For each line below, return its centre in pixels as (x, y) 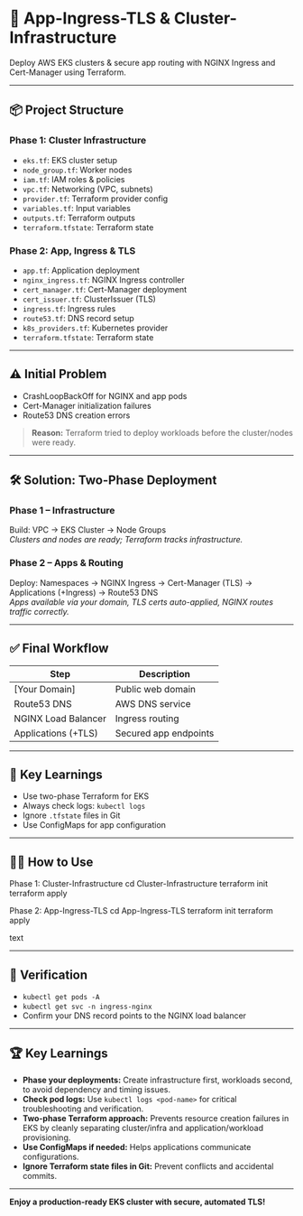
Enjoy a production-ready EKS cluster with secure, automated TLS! (138, 1202)
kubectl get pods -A (61, 997)
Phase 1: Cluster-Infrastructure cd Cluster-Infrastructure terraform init (139, 884)
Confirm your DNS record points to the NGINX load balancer (134, 1016)
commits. (39, 1175)
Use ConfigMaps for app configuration (94, 825)
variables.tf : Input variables (76, 208)
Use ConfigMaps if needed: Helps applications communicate (137, 1146)
